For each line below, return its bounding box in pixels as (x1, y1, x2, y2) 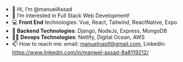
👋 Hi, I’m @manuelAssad (11, 6, 73, 13)
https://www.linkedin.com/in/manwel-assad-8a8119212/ (11, 49, 149, 56)
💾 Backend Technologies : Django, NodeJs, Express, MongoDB (11, 27, 168, 34)
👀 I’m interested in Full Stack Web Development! (11, 12, 130, 19)
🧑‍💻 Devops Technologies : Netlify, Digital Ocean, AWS (11, 33, 145, 41)
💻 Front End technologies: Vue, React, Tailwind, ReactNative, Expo (11, 18, 178, 26)
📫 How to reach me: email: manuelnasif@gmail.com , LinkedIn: (11, 41, 166, 47)
